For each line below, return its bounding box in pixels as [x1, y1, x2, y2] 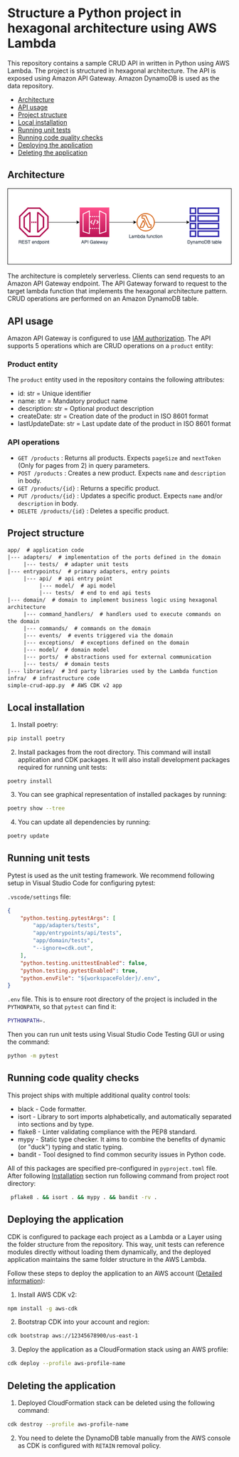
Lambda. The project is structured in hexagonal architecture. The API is [7, 66, 216, 75]
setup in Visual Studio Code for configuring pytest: [7, 878, 156, 887]
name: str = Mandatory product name [17, 397, 128, 405]
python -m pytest [7, 1053, 59, 1060]
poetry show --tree [7, 805, 65, 813]
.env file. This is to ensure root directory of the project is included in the [7, 995, 218, 1003]
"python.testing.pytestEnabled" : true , [20, 967, 139, 974]
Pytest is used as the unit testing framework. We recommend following [7, 871, 215, 879]
